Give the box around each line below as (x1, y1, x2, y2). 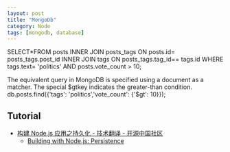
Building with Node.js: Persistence (27, 137, 125, 145)
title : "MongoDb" (7, 16, 57, 23)
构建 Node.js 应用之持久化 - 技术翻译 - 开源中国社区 (16, 129, 163, 138)
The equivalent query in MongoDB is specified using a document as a (7, 76, 204, 84)
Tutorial (7, 110, 41, 122)
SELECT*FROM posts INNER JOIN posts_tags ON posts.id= (7, 48, 176, 56)
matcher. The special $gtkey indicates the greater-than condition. (7, 83, 192, 91)
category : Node (7, 23, 51, 29)
